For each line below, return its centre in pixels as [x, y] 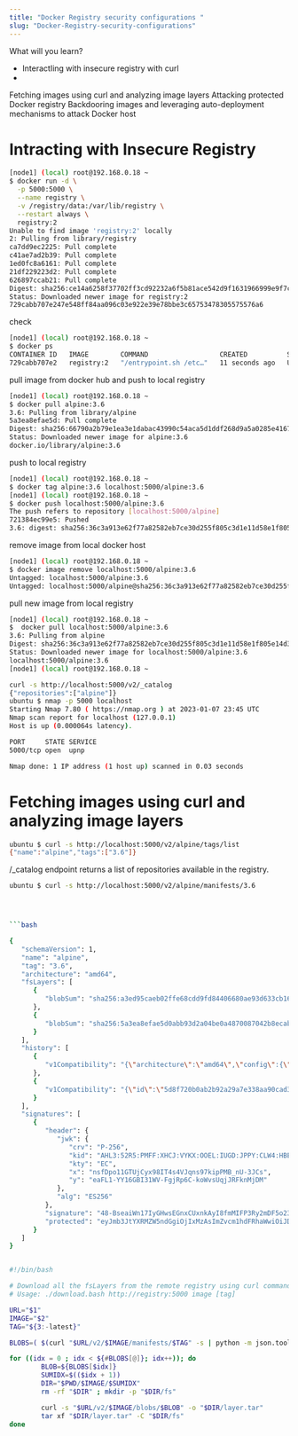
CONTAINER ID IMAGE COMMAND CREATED [129, 355]
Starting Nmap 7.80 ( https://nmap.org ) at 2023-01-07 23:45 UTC [134, 710]
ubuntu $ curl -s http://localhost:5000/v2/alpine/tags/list [125, 844]
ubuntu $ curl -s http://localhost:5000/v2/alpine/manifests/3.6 [132, 886]
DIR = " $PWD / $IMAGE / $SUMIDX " [91, 1384]
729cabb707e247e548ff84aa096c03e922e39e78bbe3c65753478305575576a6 [137, 305]
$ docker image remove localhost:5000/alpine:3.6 [103, 569]
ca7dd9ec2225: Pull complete [63, 247]
